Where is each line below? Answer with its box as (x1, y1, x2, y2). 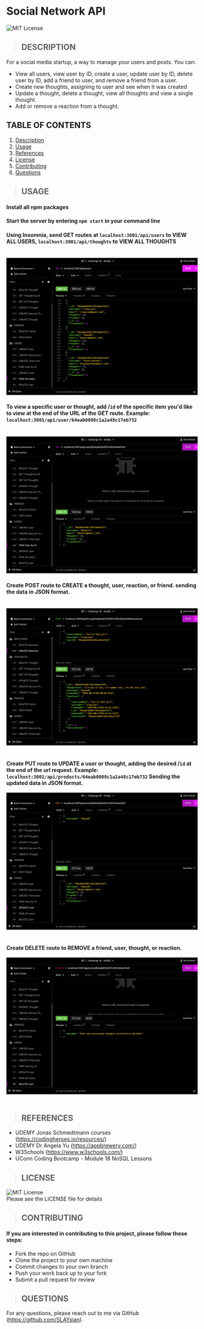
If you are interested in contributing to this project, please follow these (6, 1230, 188, 1238)
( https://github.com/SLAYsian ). (6, 1316, 84, 1324)
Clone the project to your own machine (15, 1256, 113, 1264)
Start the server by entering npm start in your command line (6, 218, 161, 225)
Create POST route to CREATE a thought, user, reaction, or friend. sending (6, 581, 197, 589)
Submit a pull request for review (15, 1275, 95, 1283)
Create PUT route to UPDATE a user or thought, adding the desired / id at (6, 760, 192, 767)
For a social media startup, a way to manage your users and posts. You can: (6, 58, 196, 65)
